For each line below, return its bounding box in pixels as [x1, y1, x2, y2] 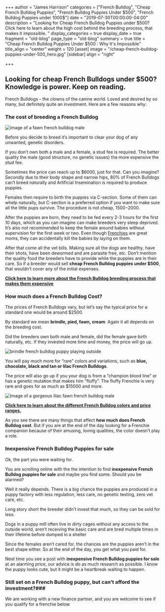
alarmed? [5, 476, 24, 482]
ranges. [5, 408, 22, 414]
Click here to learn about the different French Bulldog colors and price [5, 402, 151, 408]
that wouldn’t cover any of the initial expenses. [5, 266, 100, 272]
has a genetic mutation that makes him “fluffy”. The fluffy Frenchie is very [5, 378, 155, 384]
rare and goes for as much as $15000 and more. [5, 383, 103, 389]
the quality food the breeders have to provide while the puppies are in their [5, 255, 157, 261]
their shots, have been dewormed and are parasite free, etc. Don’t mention [5, 250, 157, 256]
